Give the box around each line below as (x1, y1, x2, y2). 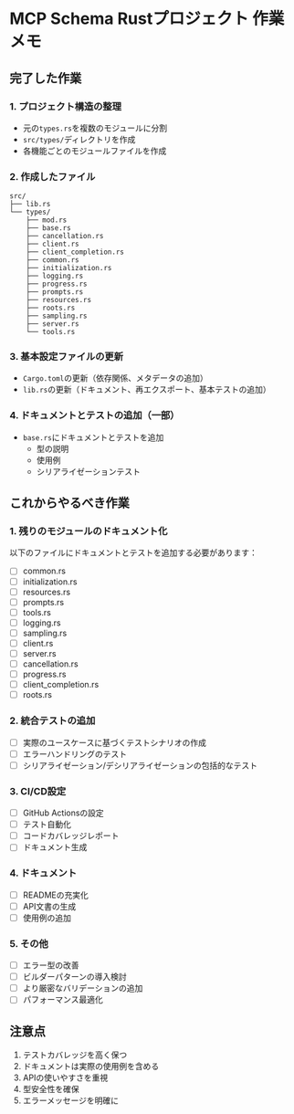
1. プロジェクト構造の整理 (9, 100, 121, 112)
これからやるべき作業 (9, 495, 130, 511)
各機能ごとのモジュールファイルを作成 (22, 145, 167, 156)
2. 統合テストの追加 (9, 714, 96, 727)
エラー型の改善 (22, 960, 79, 971)
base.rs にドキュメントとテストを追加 (22, 431, 164, 443)
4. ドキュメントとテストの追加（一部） (9, 409, 180, 422)
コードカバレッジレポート (22, 830, 120, 841)
